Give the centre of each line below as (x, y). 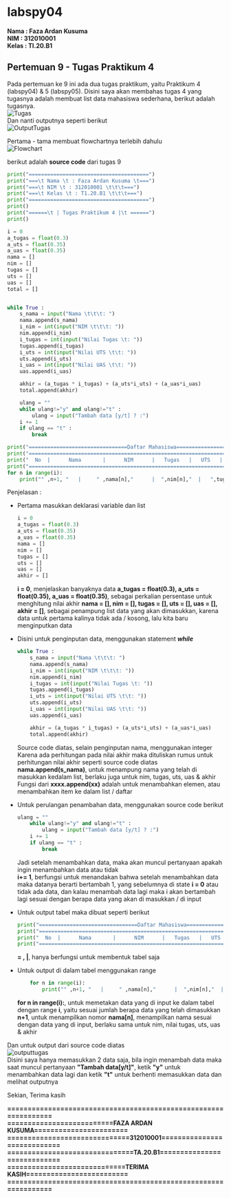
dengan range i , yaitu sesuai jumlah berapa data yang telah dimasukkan (119, 1010)
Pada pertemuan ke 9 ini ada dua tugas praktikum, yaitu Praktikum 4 (104, 84)
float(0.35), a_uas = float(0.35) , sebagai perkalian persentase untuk (114, 597)
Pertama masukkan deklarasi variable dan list (81, 506)
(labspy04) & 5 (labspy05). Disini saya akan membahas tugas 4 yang (104, 91)
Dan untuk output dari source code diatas (66, 1045)
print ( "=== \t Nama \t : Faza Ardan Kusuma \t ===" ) (81, 181)
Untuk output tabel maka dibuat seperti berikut (83, 912)
